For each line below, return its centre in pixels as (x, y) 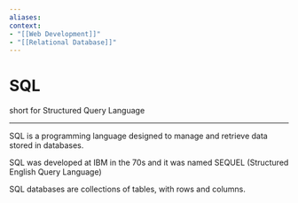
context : (25, 26)
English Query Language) (55, 172)
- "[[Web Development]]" (55, 34)
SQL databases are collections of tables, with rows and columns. (128, 189)
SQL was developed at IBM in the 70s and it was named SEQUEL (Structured (149, 163)
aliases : (25, 17)
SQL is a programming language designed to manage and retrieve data (138, 136)
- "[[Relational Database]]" (63, 42)
